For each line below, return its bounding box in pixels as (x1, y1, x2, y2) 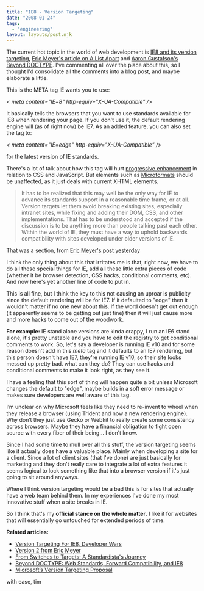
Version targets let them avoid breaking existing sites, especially (21, 203, 183, 210)
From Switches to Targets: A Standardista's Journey (15, 553, 146, 560)
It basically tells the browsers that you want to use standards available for (6, 110, 191, 117)
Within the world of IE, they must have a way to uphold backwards (21, 228, 188, 236)
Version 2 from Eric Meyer (15, 547, 81, 554)
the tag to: (6, 129, 32, 137)
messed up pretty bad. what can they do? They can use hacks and (6, 360, 174, 368)
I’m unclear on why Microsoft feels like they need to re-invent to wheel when (6, 404, 199, 411)
